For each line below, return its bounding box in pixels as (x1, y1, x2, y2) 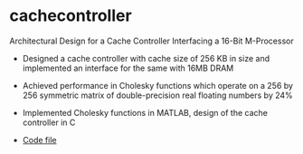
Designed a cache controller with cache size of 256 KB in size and (22, 53, 270, 63)
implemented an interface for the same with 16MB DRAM (22, 63, 234, 73)
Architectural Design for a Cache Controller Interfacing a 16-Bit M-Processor (9, 35, 294, 46)
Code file (22, 134, 57, 145)
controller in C (22, 117, 76, 128)
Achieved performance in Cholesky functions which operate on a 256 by (22, 80, 294, 91)
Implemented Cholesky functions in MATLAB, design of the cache (22, 107, 269, 118)
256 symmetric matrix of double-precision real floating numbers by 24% (22, 90, 294, 101)
